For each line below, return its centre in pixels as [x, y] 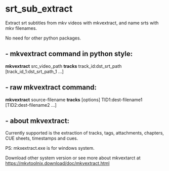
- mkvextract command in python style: [69, 54]
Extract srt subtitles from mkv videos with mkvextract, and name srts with [82, 23]
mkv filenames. [21, 28]
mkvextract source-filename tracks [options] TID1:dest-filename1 [74, 100]
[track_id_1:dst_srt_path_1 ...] [35, 71]
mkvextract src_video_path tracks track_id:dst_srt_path [64, 66]
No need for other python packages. [43, 38]
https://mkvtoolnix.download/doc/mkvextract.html [57, 163]
